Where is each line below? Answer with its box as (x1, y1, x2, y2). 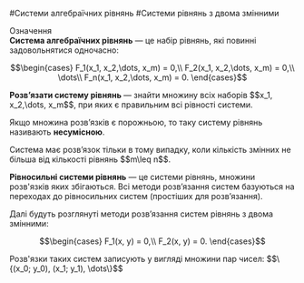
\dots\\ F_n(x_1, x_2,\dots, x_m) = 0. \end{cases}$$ (57, 72, 248, 83)
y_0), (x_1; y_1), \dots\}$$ (33, 263, 123, 274)
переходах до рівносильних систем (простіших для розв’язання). (9, 191, 263, 201)
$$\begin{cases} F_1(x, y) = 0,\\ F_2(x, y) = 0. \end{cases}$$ (39, 236, 266, 247)
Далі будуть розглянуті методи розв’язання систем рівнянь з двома (9, 208, 274, 219)
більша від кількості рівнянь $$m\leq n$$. (9, 154, 171, 165)
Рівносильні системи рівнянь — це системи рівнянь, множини (9, 172, 256, 182)
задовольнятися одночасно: (9, 45, 120, 56)
